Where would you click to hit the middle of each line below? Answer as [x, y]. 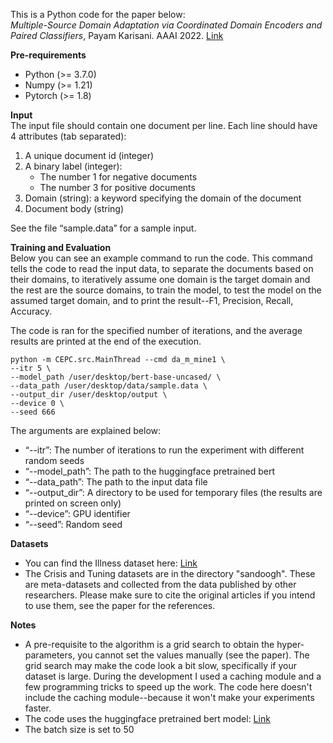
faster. [38, 708]
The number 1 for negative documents [118, 177]
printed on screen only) [73, 503]
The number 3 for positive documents [117, 187]
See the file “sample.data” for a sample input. [103, 228]
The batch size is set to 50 [79, 729]
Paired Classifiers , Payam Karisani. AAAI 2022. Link [117, 35]
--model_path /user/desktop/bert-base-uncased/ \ [116, 377]
